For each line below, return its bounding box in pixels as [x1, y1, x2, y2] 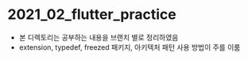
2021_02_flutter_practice [7, 6, 176, 24]
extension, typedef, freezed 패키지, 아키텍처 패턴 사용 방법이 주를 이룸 [18, 42, 241, 52]
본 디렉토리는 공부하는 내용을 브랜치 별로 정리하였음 [18, 32, 179, 42]
